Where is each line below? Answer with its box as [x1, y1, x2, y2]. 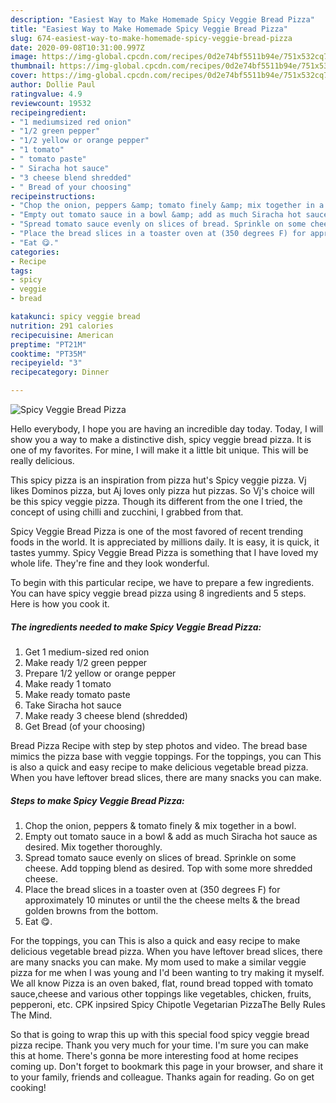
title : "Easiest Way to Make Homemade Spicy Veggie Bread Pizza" [10, 24, 288, 34]
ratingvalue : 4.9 [10, 89, 83, 99]
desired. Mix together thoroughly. [24, 841, 163, 853]
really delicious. [10, 455, 75, 466]
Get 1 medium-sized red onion [24, 646, 150, 658]
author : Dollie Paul [10, 80, 97, 90]
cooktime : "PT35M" [10, 349, 87, 359]
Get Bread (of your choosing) [24, 720, 146, 732]
